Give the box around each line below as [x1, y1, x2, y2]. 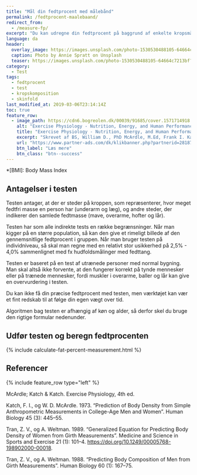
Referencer [6, 363, 48, 373]
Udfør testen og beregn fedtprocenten [6, 330, 149, 341]
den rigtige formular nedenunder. [6, 314, 86, 321]
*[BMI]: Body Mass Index [6, 167, 67, 174]
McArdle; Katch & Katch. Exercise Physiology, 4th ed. [6, 390, 135, 397]
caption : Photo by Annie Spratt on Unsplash [11, 52, 122, 58]
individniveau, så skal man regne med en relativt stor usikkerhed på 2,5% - [6, 242, 187, 249]
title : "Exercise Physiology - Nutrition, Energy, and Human [16, 129, 169, 135]
